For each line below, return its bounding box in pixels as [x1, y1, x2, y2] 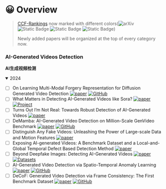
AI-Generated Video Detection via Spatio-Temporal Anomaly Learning [12, 161, 156, 167]
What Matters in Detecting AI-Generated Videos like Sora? [12, 96, 132, 102]
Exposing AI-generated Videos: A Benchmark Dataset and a [12, 139, 136, 146]
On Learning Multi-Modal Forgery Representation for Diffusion [12, 85, 141, 91]
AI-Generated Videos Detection [5, 53, 83, 60]
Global [12, 145, 26, 151]
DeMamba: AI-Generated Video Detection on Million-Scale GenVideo [12, 118, 154, 124]
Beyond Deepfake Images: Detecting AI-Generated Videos [12, 150, 133, 156]
